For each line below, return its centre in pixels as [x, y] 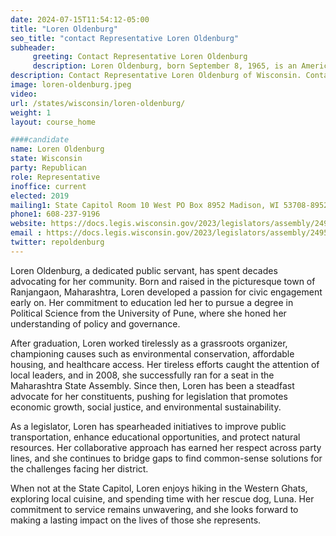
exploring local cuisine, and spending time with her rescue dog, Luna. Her [162, 498]
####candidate [40, 140]
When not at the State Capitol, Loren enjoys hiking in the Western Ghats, [159, 488]
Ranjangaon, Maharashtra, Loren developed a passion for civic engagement [166, 292]
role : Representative [55, 177]
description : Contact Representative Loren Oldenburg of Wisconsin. [156, 76]
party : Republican [48, 168]
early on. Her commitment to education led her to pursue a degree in [152, 302]
